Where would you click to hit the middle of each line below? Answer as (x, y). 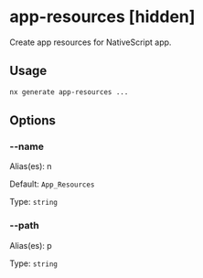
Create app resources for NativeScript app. (91, 42)
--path (24, 226)
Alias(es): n (31, 166)
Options (33, 121)
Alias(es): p (31, 245)
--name (27, 146)
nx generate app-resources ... (69, 92)
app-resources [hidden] (102, 17)
